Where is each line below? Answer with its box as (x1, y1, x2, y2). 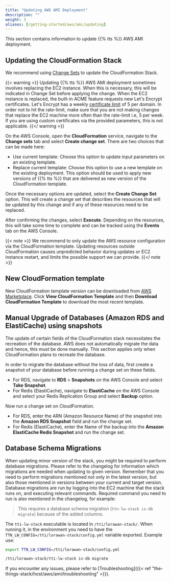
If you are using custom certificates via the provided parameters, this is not (5, 118, 163, 124)
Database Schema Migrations (5, 444, 102, 453)
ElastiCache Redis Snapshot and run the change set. (12, 429, 125, 435)
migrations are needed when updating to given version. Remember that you (5, 468, 164, 475)
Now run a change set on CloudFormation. (5, 402, 94, 409)
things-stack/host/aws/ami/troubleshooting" (5, 571, 99, 577)
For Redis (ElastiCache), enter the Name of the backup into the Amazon (12, 423, 164, 430)
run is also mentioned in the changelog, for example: (5, 496, 116, 502)
